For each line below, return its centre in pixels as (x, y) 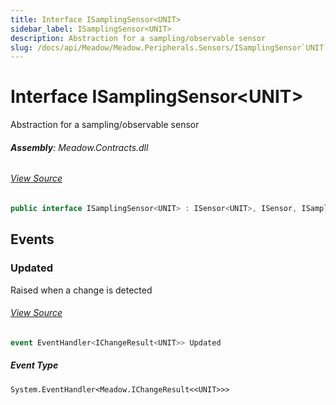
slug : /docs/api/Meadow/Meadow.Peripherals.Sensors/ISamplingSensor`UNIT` (169, 47)
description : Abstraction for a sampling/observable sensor (138, 38)
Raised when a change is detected (81, 290)
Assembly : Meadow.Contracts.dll (79, 147)
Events (32, 239)
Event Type (34, 365)
